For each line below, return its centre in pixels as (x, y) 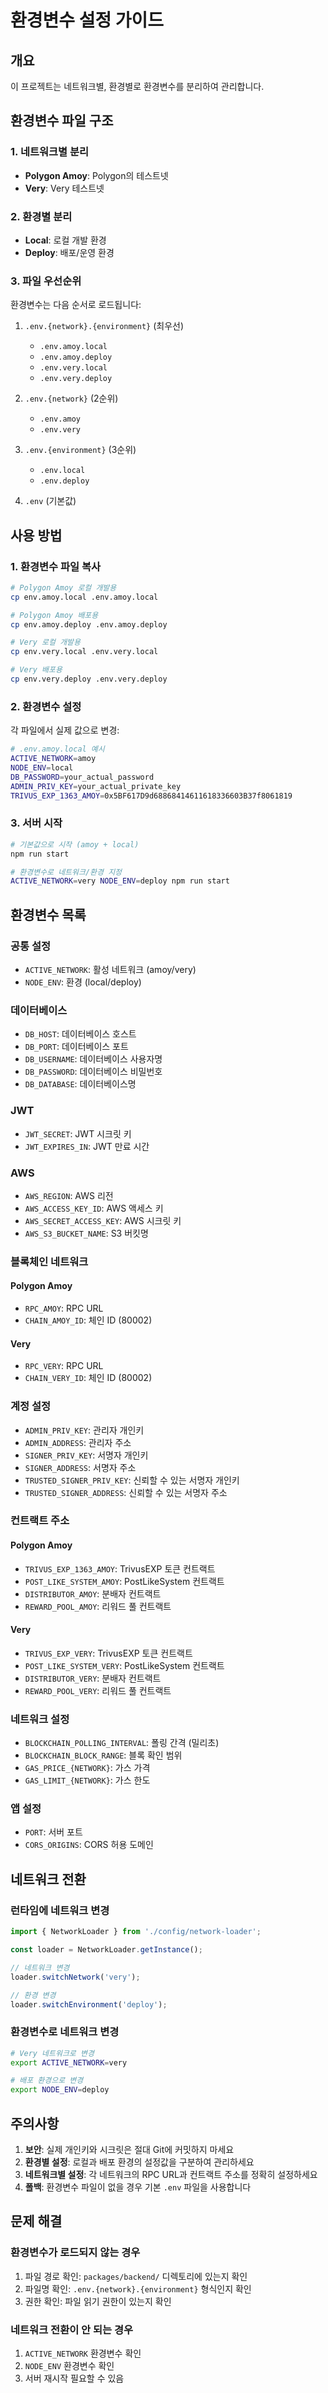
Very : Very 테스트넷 (64, 188)
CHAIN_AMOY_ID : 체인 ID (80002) (88, 1320)
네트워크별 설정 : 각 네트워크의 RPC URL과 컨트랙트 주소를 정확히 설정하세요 (171, 2174)
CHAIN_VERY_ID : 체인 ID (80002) (88, 1378)
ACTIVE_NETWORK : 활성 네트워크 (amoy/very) (110, 969)
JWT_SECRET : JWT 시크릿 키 (78, 1133)
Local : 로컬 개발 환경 (65, 240)
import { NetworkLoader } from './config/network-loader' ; (136, 1932)
